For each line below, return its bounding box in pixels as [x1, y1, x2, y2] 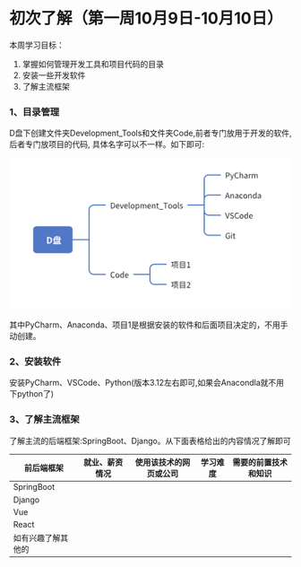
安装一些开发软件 [21, 69, 86, 81]
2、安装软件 [9, 355, 62, 368]
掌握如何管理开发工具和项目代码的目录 [21, 58, 164, 69]
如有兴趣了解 [13, 533, 61, 544]
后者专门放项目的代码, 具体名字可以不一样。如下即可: [9, 139, 205, 150]
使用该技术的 [134, 457, 183, 467]
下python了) [9, 388, 55, 399]
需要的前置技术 [232, 457, 288, 467]
